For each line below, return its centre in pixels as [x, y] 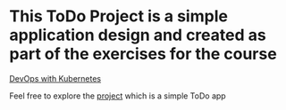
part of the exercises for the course [143, 54]
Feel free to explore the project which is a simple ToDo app [118, 96]
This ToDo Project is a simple [118, 16]
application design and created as [138, 35]
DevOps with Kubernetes [55, 78]
